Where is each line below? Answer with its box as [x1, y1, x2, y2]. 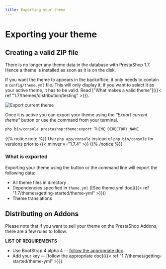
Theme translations [12, 195, 52, 201]
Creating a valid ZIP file [5, 48, 79, 57]
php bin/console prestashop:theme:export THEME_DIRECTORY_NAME [5, 126, 139, 132]
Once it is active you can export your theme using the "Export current [5, 111, 148, 117]
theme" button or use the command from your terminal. [5, 117, 118, 123]
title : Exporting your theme [5, 7, 66, 12]
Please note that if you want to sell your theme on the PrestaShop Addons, [5, 223, 158, 229]
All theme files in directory [12, 179, 66, 185]
